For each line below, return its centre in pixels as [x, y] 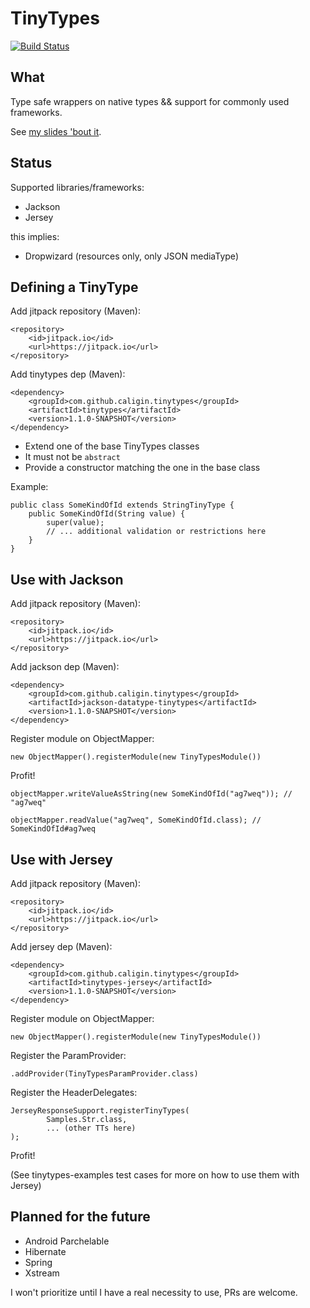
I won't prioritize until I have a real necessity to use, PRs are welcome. [154, 1292]
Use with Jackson [67, 579]
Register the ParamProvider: [68, 1055]
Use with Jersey [61, 859]
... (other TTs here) [91, 1128]
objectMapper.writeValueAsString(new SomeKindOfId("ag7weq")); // [151, 794]
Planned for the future [80, 1217]
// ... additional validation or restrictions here [156, 532]
